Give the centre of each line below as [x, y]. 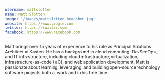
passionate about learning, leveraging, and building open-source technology [82, 67]
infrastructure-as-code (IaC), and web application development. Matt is [77, 62]
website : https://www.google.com [39, 23]
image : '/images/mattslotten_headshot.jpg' [50, 19]
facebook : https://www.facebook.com [42, 32]
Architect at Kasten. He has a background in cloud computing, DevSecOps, [81, 52]
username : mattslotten [28, 10]
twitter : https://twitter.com [36, 28]
